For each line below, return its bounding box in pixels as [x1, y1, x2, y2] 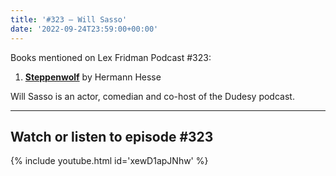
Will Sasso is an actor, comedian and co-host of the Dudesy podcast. [10, 90, 295, 102]
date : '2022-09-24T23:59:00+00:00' [10, 24, 159, 34]
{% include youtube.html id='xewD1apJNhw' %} [10, 155, 209, 167]
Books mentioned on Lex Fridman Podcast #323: [10, 51, 212, 63]
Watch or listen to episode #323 [10, 128, 214, 145]
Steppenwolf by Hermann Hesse [24, 71, 162, 83]
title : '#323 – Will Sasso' [10, 14, 128, 25]
